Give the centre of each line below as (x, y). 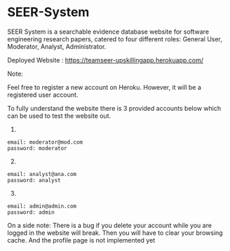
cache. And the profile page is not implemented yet (81, 240)
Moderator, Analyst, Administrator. (57, 46)
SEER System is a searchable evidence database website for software (108, 32)
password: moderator (38, 148)
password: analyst (34, 180)
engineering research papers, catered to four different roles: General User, (115, 39)
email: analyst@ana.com (42, 174)
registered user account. (43, 95)
